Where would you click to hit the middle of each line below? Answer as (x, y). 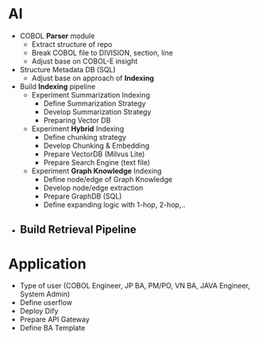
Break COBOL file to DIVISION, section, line (102, 52)
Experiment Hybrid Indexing (78, 129)
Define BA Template (52, 328)
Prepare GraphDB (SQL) (83, 196)
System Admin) (45, 294)
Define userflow (46, 303)
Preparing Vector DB (77, 120)
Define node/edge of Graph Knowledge (108, 179)
